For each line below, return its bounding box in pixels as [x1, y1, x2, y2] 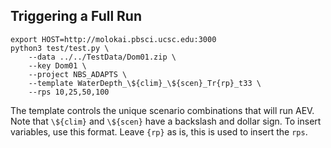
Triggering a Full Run [10, 8, 143, 25]
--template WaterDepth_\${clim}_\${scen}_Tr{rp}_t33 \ [28, 78, 262, 88]
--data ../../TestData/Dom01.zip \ [28, 52, 177, 62]
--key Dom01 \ [28, 60, 87, 71]
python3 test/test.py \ [10, 43, 110, 53]
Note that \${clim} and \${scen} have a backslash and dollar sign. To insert [10, 115, 322, 127]
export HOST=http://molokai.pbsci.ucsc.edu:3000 [10, 34, 217, 44]
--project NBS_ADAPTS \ [28, 69, 128, 79]
